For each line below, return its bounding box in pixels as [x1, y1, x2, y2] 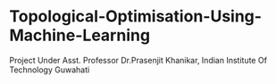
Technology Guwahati [9, 64, 90, 75]
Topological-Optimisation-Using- [9, 6, 262, 27]
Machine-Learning [9, 25, 150, 46]
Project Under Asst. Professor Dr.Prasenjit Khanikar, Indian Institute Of [9, 55, 268, 65]
